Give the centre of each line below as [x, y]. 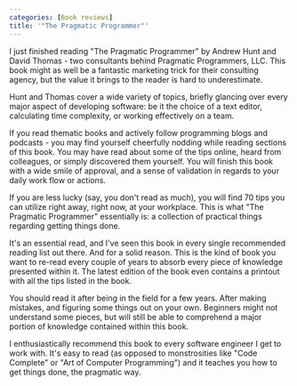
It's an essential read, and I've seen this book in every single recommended [148, 243]
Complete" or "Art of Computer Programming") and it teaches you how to [143, 362]
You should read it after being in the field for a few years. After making [138, 298]
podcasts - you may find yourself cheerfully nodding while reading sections [148, 142]
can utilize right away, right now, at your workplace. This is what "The [136, 206]
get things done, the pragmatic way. [75, 372]
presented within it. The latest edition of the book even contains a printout [144, 271]
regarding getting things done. [65, 225]
